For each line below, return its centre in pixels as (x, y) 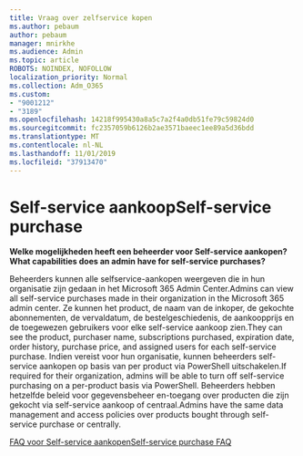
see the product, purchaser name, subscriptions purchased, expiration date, (152, 337)
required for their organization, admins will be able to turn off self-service (147, 376)
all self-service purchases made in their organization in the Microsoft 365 (147, 298)
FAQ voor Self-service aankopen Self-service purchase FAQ (121, 442)
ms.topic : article (44, 60)
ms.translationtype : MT (55, 137)
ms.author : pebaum (44, 26)
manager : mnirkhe (42, 43)
